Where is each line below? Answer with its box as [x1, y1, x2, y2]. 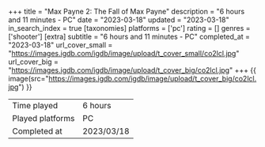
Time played [12, 100, 59, 111]
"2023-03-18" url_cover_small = [8, 40, 113, 50]
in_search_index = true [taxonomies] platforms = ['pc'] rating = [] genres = [8, 24, 251, 32]
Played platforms [12, 113, 75, 123]
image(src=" [8, 74, 49, 83]
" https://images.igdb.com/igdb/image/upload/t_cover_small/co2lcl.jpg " [8, 49, 240, 58]
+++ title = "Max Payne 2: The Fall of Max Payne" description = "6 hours [8, 7, 245, 16]
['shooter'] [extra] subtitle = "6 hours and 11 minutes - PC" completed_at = [8, 32, 251, 41]
